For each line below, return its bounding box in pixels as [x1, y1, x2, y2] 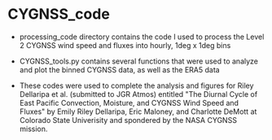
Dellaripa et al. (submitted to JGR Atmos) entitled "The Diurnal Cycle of [19, 89, 258, 98]
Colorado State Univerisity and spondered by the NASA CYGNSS [19, 115, 238, 125]
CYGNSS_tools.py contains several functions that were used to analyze [19, 56, 258, 66]
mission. [19, 124, 48, 133]
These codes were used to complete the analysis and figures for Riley [19, 81, 254, 90]
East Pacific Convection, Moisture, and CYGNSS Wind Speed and [19, 98, 239, 107]
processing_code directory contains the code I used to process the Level [19, 32, 265, 42]
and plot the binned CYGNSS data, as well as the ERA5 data [19, 64, 221, 74]
